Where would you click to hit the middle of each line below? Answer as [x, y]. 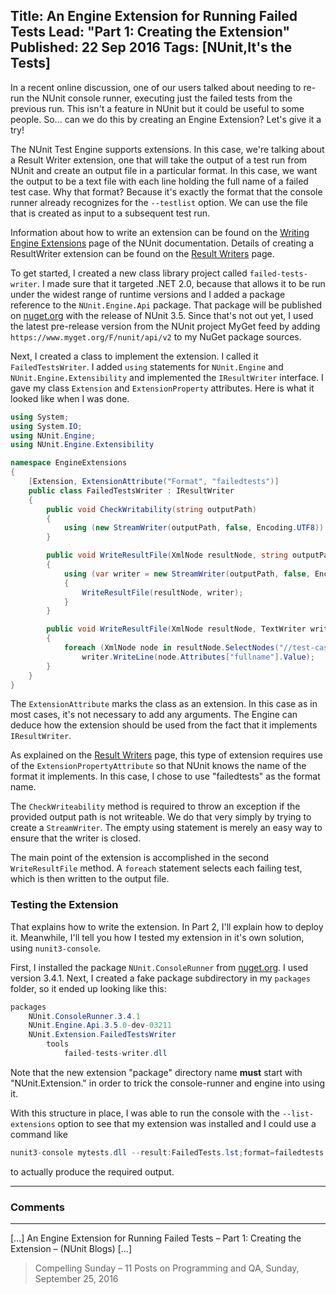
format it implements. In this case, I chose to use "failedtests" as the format [165, 776]
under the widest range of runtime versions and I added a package [148, 294]
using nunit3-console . [56, 948]
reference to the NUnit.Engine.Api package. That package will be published [166, 305]
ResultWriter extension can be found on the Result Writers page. [142, 253]
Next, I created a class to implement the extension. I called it [134, 356]
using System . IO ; [46, 426]
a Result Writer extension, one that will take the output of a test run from [159, 160]
